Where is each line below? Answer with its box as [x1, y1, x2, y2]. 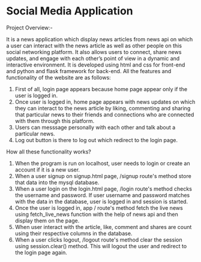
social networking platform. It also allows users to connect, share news [6, 48, 182, 55]
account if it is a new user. [14, 166, 80, 173]
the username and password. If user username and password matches [14, 191, 190, 198]
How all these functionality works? [6, 148, 92, 155]
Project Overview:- [6, 24, 53, 31]
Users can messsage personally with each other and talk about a [14, 124, 176, 131]
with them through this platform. [14, 117, 95, 124]
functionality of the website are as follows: [6, 74, 111, 81]
